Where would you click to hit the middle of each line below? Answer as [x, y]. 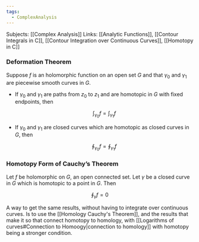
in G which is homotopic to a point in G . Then [61, 183]
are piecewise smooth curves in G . [48, 82]
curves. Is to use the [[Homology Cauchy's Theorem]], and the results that [97, 214]
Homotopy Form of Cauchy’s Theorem [62, 164]
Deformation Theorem [39, 62]
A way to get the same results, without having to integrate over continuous [97, 208]
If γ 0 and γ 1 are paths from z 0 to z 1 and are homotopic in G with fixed [99, 95]
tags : [13, 12]
